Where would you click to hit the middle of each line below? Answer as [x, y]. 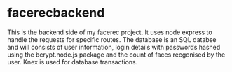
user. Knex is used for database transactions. [73, 62]
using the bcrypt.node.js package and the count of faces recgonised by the [116, 55]
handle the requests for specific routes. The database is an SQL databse [112, 39]
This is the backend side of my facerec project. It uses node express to [110, 32]
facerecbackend [56, 13]
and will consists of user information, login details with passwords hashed [114, 47]
